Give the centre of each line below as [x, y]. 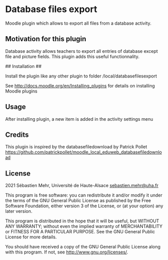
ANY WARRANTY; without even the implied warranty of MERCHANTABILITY [84, 226]
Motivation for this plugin [46, 39]
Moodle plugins [21, 91]
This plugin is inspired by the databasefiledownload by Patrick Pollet [76, 147]
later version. [19, 211]
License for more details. [31, 237]
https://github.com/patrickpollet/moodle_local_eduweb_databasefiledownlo [84, 152]
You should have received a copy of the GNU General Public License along [83, 247]
